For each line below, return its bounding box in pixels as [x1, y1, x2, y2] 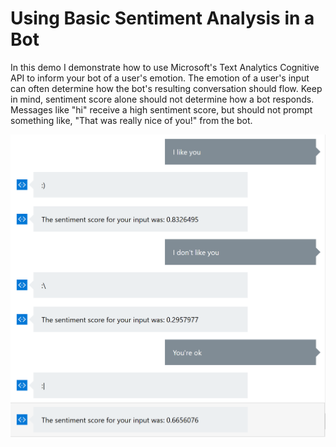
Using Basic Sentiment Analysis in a [10, 7, 315, 30]
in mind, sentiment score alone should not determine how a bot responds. [10, 93, 315, 105]
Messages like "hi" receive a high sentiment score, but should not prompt [10, 103, 313, 116]
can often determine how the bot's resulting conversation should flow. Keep [10, 82, 323, 94]
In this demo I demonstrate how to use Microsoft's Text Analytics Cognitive [10, 61, 320, 73]
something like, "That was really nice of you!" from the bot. [10, 114, 253, 126]
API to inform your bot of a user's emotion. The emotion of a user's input [10, 72, 310, 84]
